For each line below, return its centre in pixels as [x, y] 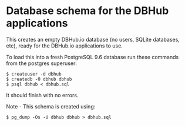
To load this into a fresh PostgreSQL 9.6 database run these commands [92, 57]
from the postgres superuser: [42, 63]
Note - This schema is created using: [51, 106]
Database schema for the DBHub [88, 11]
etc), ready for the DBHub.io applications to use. [65, 46]
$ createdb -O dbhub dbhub [39, 79]
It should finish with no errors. [42, 95]
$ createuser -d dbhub [34, 74]
